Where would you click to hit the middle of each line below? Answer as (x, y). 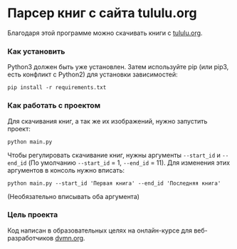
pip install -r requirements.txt (57, 88)
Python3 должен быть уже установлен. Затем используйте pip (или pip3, (118, 67)
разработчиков (31, 238)
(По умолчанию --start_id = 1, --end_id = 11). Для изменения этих (129, 163)
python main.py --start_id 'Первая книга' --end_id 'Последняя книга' (114, 183)
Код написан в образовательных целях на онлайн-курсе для (100, 230)
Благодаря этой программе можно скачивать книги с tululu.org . (105, 33)
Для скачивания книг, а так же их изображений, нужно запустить (107, 121)
